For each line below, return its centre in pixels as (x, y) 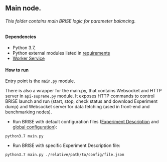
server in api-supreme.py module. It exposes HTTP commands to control (80, 96)
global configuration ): (35, 127)
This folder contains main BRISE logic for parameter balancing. (70, 21)
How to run (17, 70)
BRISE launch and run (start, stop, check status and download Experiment (81, 101)
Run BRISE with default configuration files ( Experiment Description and (86, 122)
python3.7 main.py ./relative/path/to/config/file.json (65, 155)
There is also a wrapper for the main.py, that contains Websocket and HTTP (83, 91)
